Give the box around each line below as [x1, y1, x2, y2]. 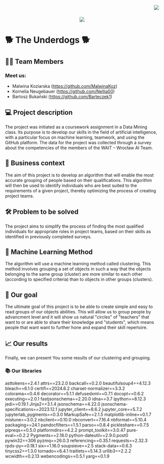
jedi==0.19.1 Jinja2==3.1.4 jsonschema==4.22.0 [5, 401, 101, 407]
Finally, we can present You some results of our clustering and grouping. [5, 355, 151, 361]
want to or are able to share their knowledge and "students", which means [5, 319, 154, 325]
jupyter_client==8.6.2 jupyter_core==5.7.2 [58, 407, 143, 412]
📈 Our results [5, 339, 48, 348]
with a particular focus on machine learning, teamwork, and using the [5, 134, 145, 140]
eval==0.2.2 [5, 433, 30, 438]
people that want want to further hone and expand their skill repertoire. [5, 325, 148, 331]
